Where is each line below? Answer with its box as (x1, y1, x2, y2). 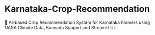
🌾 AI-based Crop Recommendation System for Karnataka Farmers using (4, 19, 150, 25)
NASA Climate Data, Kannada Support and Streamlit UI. (4, 24, 116, 30)
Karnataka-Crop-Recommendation (4, 3, 150, 15)
